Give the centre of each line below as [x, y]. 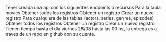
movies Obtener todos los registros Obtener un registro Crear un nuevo [79, 13]
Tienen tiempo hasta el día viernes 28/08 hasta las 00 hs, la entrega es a [81, 29]
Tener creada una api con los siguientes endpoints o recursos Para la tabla [83, 7]
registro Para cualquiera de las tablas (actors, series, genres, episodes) [80, 18]
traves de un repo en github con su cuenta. [50, 34]
